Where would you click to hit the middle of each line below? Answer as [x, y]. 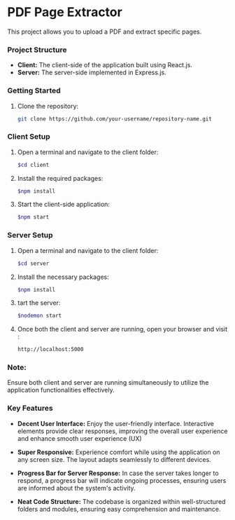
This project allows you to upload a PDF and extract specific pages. [105, 32]
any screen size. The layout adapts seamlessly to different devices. [114, 459]
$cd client [33, 165]
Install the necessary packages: [63, 277]
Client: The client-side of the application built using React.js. [105, 65]
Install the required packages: [60, 178]
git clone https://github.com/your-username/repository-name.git [114, 119]
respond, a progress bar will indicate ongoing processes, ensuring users [122, 480]
